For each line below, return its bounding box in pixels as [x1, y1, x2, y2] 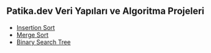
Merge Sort [16, 31, 49, 39]
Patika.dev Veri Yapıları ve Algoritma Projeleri [6, 5, 205, 17]
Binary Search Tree [16, 37, 71, 46]
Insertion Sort [16, 23, 55, 31]
